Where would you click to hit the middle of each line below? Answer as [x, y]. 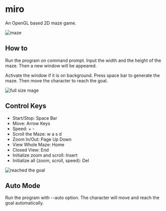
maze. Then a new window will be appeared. [51, 65]
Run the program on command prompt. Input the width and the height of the [83, 60]
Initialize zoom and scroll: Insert [45, 155]
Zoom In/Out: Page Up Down [42, 139]
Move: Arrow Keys [31, 123]
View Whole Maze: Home [38, 144]
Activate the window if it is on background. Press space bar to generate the [83, 75]
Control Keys [26, 106]
